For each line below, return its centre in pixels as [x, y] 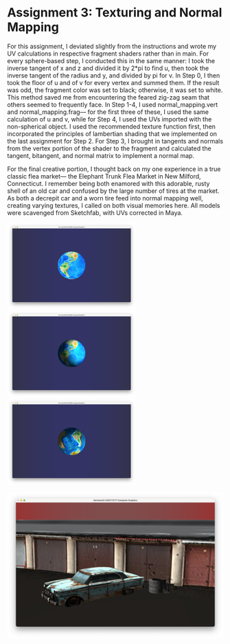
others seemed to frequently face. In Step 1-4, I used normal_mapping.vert [113, 104]
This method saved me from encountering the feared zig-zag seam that [108, 97]
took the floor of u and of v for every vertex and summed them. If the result [113, 82]
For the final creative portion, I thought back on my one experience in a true [114, 169]
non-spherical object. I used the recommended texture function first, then [112, 126]
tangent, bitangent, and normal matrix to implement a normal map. [101, 155]
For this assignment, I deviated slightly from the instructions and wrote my [112, 46]
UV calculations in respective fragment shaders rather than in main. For [108, 54]
